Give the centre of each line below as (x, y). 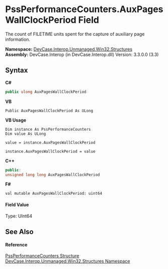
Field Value (17, 204)
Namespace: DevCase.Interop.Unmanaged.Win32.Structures (69, 49)
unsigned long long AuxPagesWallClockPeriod (53, 175)
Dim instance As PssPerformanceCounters (48, 129)
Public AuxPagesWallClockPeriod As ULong (49, 111)
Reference (16, 245)
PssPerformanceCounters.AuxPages (84, 9)
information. (18, 39)
